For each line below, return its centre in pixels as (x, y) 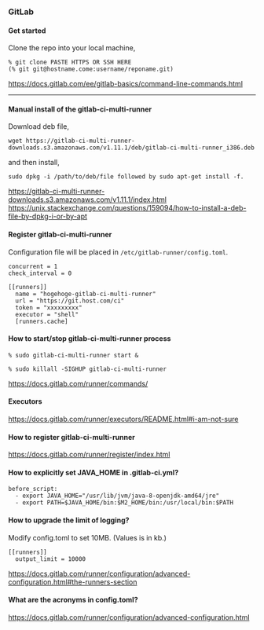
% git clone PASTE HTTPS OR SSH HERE (70, 62)
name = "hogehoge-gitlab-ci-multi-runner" (86, 294)
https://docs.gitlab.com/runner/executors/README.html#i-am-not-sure (123, 419)
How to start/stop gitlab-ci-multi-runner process (90, 339)
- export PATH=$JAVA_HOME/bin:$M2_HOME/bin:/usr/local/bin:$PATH (125, 503)
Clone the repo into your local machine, (72, 48)
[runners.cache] (42, 321)
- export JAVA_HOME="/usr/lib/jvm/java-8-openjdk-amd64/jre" (117, 496)
